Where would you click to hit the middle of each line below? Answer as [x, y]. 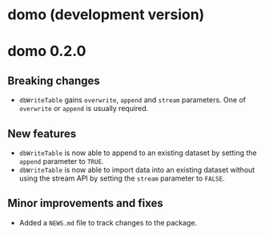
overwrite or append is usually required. [84, 109]
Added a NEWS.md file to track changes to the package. [108, 222]
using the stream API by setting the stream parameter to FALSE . [122, 178]
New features [42, 133]
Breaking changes [54, 80]
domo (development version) [106, 15]
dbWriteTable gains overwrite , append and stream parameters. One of [132, 100]
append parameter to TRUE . [62, 161]
